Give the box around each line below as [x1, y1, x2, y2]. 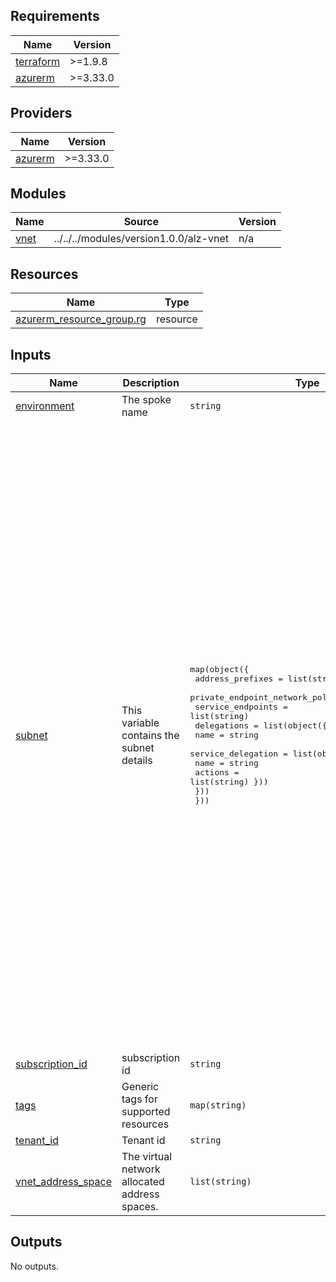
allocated [121, 1175, 165, 1189]
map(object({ [189, 664, 250, 675]
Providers [10, 105, 73, 122]
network [121, 1162, 161, 1176]
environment [15, 399, 75, 413]
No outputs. [10, 1260, 59, 1272]
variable [121, 715, 160, 729]
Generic [121, 1080, 160, 1094]
